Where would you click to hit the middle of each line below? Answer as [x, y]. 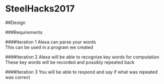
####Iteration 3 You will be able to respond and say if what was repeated [81, 72]
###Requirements [24, 32]
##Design [15, 22]
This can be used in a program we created [49, 47]
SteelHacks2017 [40, 9]
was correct [18, 77]
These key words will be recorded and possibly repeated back [70, 62]
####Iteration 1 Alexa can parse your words [51, 42]
